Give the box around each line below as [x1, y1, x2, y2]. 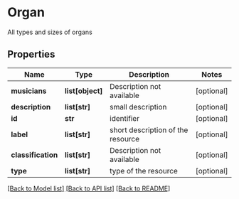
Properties [7, 48, 55, 60]
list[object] [64, 86, 103, 96]
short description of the [110, 125, 188, 135]
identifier [110, 113, 140, 123]
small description [110, 102, 167, 112]
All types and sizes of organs [7, 28, 92, 36]
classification [11, 150, 58, 160]
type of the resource [110, 166, 178, 176]
